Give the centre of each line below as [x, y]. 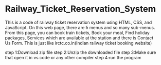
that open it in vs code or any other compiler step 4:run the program [73, 57]
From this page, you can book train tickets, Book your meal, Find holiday [77, 32]
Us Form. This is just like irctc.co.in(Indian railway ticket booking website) [79, 43]
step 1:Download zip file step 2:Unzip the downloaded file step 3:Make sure [81, 52]
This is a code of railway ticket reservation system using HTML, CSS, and [79, 22]
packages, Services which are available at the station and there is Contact [79, 38]
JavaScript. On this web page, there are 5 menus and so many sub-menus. [80, 27]
